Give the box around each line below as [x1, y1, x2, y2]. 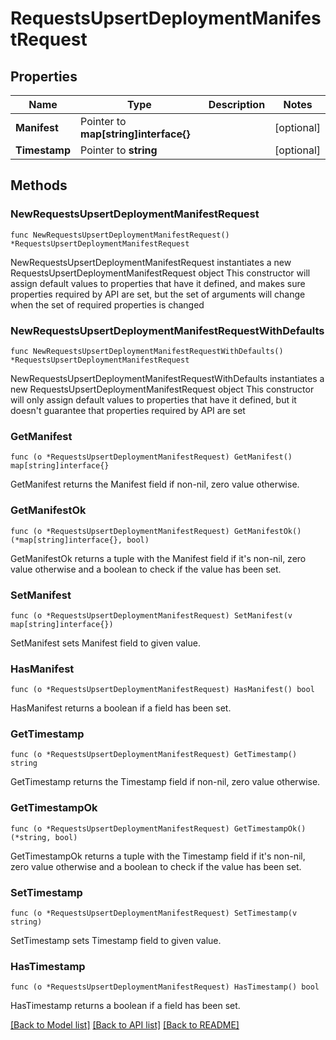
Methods [10, 177, 68, 194]
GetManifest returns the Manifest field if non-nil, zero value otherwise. [10, 478, 300, 491]
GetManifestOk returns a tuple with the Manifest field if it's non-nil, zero [10, 552, 307, 564]
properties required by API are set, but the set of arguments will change [10, 288, 306, 300]
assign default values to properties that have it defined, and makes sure [10, 277, 306, 289]
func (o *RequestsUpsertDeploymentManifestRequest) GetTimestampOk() [10, 823, 307, 834]
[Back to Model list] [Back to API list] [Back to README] [10, 1019, 240, 1031]
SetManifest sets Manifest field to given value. [10, 637, 201, 649]
